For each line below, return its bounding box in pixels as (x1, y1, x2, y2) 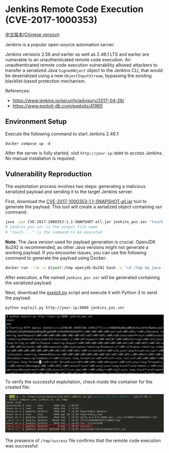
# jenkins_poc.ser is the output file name (5, 225, 98, 230)
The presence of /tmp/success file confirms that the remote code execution (5, 437, 161, 443)
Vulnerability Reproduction (5, 170, 92, 178)
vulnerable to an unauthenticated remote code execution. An (5, 56, 131, 62)
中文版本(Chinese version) (5, 31, 60, 37)
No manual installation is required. (5, 155, 76, 161)
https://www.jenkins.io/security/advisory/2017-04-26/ (12, 97, 125, 104)
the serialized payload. (5, 280, 52, 286)
